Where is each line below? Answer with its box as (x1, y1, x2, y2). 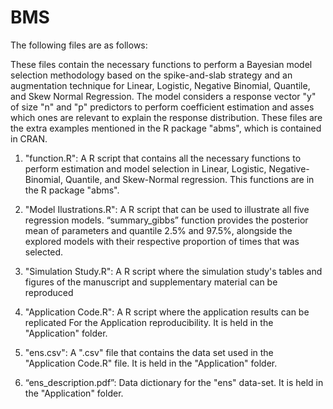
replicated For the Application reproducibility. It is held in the (24, 316, 274, 328)
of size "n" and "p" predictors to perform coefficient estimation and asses (10, 101, 315, 113)
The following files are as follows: (10, 39, 148, 51)
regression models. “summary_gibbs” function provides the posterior (24, 214, 309, 226)
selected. (24, 246, 64, 258)
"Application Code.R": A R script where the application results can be (24, 306, 310, 318)
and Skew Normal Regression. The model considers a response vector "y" (10, 90, 317, 102)
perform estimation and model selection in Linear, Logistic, (24, 162, 267, 175)
